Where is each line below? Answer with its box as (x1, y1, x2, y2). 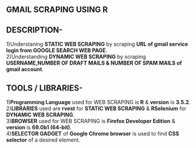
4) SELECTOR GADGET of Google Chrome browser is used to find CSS (6, 130, 179, 137)
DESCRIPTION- (6, 25, 63, 35)
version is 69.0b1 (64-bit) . (6, 124, 72, 131)
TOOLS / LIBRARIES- (6, 83, 83, 93)
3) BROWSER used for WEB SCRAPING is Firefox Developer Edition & (6, 118, 176, 125)
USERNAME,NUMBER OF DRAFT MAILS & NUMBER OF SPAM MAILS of (6, 59, 182, 67)
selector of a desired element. (6, 136, 81, 144)
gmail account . (6, 66, 44, 73)
